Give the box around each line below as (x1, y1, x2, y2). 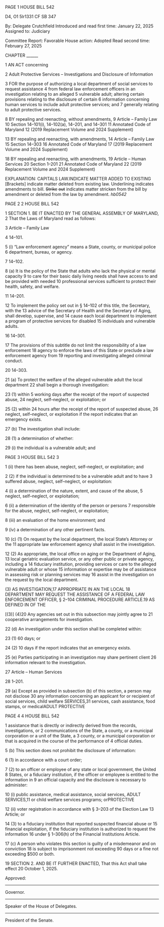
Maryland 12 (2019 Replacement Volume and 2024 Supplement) (5, 127, 134, 132)
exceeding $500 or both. (5, 851, 55, 857)
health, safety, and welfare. (5, 283, 60, 289)
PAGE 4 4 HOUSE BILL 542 (5, 713, 60, 719)
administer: (5, 782, 28, 788)
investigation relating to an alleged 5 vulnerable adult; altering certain (5, 91, 144, 97)
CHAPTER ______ (5, 52, 38, 58)
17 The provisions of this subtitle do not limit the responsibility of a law (5, 342, 146, 348)
